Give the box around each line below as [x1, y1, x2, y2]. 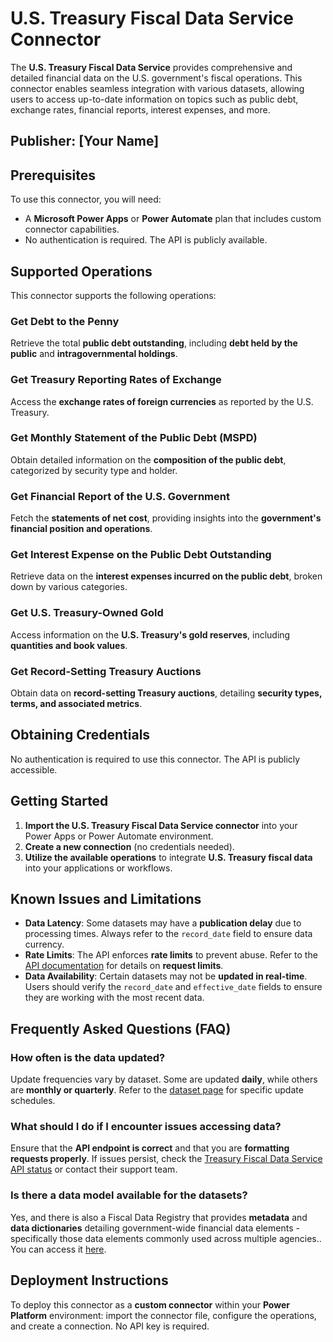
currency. [24, 938, 65, 951]
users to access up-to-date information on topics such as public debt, [10, 93, 299, 105]
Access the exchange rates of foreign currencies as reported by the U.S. [10, 395, 314, 407]
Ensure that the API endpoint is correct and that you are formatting [10, 1142, 290, 1154]
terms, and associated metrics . [10, 698, 143, 710]
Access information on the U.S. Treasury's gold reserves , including [10, 628, 291, 641]
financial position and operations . [10, 523, 153, 535]
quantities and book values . [10, 639, 128, 651]
